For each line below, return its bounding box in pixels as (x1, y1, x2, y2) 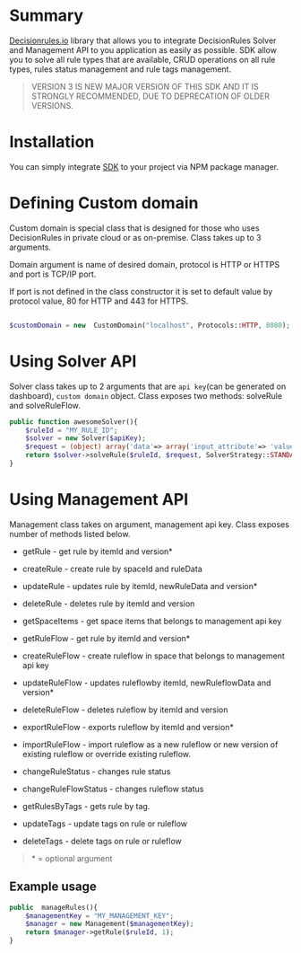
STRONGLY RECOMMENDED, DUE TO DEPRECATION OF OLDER (30, 91, 271, 101)
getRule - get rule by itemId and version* (21, 545, 173, 557)
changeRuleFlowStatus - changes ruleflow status (21, 783, 204, 794)
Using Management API (9, 490, 189, 510)
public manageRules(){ (9, 903, 99, 912)
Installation (9, 132, 95, 153)
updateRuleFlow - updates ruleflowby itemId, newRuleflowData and (21, 677, 271, 688)
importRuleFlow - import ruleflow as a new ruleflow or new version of (21, 738, 279, 750)
